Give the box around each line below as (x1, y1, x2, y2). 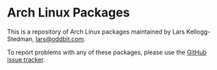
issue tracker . (7, 55, 46, 63)
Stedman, (7, 34, 34, 43)
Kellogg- (186, 27, 211, 36)
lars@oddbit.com (35, 34, 84, 43)
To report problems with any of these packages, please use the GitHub (7, 48, 207, 56)
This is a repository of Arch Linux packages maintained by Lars (7, 27, 185, 36)
